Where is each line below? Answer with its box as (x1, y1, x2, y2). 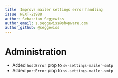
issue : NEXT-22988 (5, 12, 42, 17)
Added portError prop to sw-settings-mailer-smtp (12, 68, 113, 74)
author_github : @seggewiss (5, 25, 60, 30)
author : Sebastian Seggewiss (5, 16, 64, 21)
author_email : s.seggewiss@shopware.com (5, 20, 88, 26)
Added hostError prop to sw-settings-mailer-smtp (12, 62, 113, 68)
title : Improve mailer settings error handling (5, 7, 103, 12)
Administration (5, 46, 67, 58)
